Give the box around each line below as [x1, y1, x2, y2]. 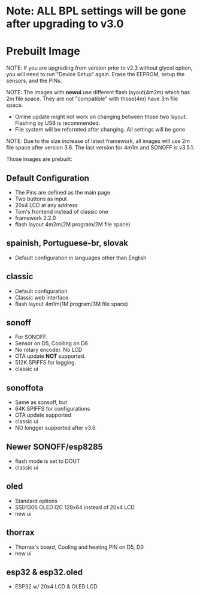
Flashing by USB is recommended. [14, 119, 101, 127]
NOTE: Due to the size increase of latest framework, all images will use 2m [6, 137, 190, 145]
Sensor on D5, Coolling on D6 [14, 340, 89, 347]
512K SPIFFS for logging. [14, 359, 77, 366]
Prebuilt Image [6, 44, 81, 58]
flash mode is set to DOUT [14, 458, 80, 465]
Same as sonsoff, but [14, 399, 68, 406]
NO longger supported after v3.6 [14, 424, 96, 432]
